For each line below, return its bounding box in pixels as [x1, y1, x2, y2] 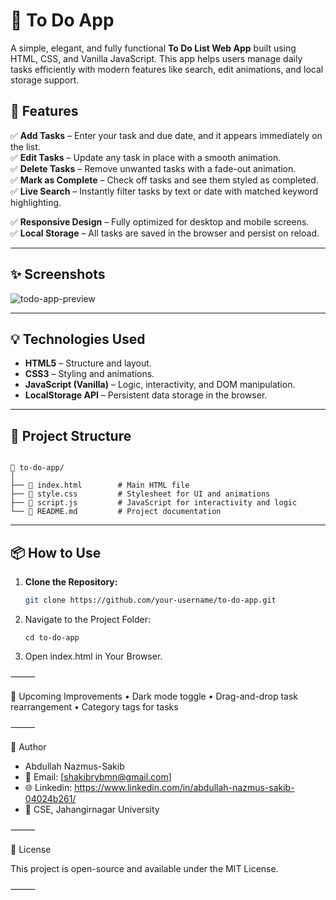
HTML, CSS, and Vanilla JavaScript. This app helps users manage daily [10, 52, 303, 64]
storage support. [10, 74, 80, 86]
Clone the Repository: [24, 576, 118, 588]
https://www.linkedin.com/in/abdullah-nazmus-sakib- [74, 781, 295, 793]
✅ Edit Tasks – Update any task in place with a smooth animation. [10, 151, 282, 163]
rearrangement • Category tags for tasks [10, 700, 179, 713]
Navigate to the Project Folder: [24, 613, 151, 625]
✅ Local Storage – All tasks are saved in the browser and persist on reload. [10, 227, 320, 239]
